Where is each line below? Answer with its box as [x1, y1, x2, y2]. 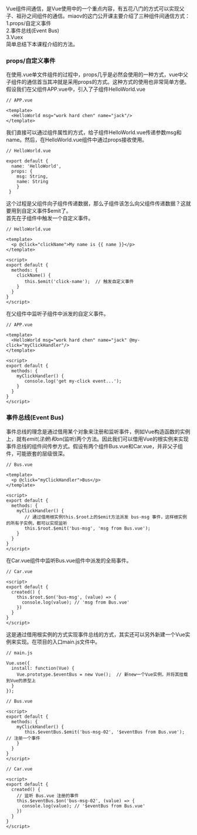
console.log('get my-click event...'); [24, 379, 122, 384]
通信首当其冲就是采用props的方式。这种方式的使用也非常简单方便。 [26, 79, 189, 86]
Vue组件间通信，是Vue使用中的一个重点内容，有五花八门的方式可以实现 [6, 5, 180, 12]
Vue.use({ [6, 660, 30, 666]
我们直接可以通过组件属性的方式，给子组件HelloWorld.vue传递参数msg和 [6, 129, 182, 136]
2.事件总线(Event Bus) [6, 27, 60, 34]
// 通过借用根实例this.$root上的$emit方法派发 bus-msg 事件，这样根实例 [24, 514, 188, 520]
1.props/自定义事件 [6, 20, 52, 26]
